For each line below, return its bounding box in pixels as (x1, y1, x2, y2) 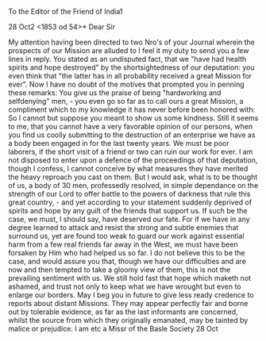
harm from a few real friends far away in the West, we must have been (8, 239, 238, 249)
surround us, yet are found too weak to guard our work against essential (8, 232, 245, 240)
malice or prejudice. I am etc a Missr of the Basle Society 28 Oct (8, 324, 218, 333)
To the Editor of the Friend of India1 (8, 7, 123, 16)
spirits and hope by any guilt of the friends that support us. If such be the (8, 206, 248, 215)
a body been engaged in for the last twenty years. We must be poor (8, 139, 229, 148)
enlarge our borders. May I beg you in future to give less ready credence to (8, 290, 254, 300)
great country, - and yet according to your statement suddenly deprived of (8, 197, 253, 207)
